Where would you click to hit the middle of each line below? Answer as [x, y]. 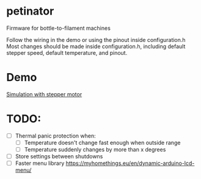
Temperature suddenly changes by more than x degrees [95, 149]
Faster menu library [40, 163]
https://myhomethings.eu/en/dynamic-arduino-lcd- [130, 163]
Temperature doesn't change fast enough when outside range [102, 142]
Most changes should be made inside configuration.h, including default [96, 46]
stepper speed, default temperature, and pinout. [67, 52]
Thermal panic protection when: [55, 136]
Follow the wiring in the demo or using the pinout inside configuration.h [96, 40]
